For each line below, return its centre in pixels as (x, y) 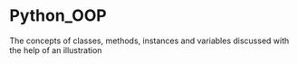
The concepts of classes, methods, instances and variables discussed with (149, 41)
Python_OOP (58, 16)
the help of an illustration (56, 50)
